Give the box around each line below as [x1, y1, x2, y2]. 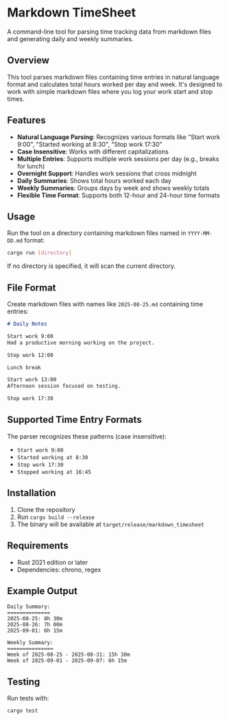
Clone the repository [16, 505, 75, 513]
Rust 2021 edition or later [16, 558, 88, 566]
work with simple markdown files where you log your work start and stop [7, 87, 213, 95]
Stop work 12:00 [7, 352, 53, 358]
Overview [7, 55, 50, 66]
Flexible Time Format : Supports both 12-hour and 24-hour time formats [16, 191, 221, 199]
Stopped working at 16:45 [16, 468, 91, 476]
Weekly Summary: [7, 639, 53, 646]
